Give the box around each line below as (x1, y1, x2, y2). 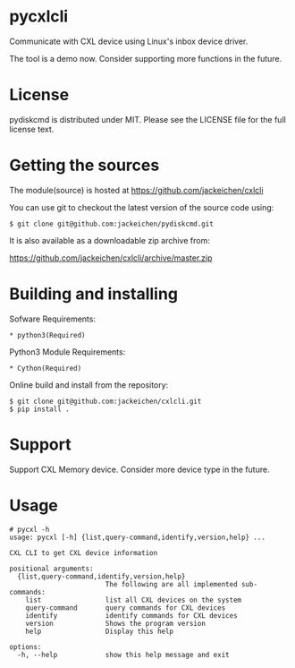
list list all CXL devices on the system (25, 595, 242, 604)
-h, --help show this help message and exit (17, 650, 230, 659)
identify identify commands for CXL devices (25, 611, 239, 620)
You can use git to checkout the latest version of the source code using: (9, 201, 274, 212)
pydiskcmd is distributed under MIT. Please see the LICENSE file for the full (9, 114, 286, 124)
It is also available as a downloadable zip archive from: (9, 235, 210, 245)
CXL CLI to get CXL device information (9, 548, 158, 557)
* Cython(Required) (9, 364, 82, 373)
